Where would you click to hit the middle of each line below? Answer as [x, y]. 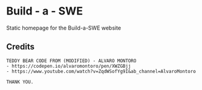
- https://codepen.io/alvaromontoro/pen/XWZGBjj [69, 66]
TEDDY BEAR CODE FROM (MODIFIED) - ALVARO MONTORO [71, 61]
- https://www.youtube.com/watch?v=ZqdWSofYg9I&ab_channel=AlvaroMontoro [101, 71]
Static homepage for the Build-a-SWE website [64, 28]
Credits [21, 47]
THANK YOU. [20, 82]
